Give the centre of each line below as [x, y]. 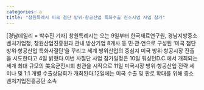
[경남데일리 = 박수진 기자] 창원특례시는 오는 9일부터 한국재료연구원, [86, 35]
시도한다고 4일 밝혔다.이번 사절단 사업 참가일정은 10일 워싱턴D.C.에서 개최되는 [105, 58]
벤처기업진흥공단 [26, 81]
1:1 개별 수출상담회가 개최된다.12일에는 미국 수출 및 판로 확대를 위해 [103, 73]
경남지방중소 [183, 35]
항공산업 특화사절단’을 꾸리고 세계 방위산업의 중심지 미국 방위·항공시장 [100, 50]
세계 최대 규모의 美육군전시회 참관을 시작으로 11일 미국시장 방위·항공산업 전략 [97, 66]
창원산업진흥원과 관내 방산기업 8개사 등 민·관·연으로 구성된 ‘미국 [109, 43]
